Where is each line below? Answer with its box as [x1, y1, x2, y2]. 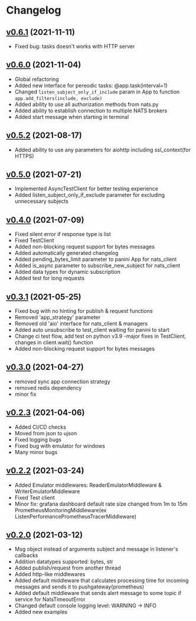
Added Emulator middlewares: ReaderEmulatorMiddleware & [14, 481, 162, 489]
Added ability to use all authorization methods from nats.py [14, 101, 159, 108]
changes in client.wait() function [14, 339, 93, 346]
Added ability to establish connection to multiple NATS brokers [14, 107, 168, 114]
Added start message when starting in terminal [14, 113, 129, 120]
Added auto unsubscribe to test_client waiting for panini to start [14, 326, 169, 334]
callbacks [14, 552, 38, 559]
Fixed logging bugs [14, 436, 62, 443]
